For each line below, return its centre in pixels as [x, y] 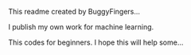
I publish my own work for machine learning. [81, 27]
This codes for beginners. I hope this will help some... [96, 42]
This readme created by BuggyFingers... [74, 12]
